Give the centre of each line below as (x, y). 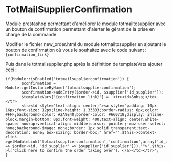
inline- (155, 114)
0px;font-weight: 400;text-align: (90, 119)
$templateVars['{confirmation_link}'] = (65, 97)
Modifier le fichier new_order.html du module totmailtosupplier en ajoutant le (86, 44)
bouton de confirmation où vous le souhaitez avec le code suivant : (76, 50)
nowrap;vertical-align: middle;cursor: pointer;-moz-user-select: (94, 124)
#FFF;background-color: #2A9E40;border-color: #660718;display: (75, 114)
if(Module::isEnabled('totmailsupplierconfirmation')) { (67, 79)
